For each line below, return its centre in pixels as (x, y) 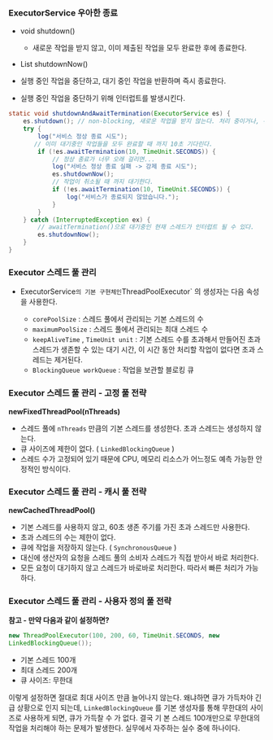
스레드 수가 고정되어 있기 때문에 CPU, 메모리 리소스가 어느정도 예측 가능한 (137, 458)
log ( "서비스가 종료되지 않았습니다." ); (123, 197)
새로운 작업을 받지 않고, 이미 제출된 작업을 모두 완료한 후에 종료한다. (139, 48)
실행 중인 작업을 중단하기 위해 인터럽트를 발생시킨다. (102, 99)
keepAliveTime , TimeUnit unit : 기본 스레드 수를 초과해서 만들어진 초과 (147, 339)
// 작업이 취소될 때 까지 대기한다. (103, 182)
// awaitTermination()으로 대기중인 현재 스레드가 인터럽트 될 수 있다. (146, 227)
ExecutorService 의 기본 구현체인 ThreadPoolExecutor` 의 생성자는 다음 (132, 291)
